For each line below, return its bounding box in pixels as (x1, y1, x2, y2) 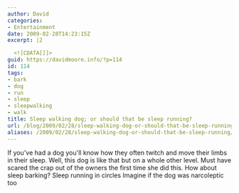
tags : (7, 69, 23, 77)
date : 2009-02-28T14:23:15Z (7, 30, 91, 38)
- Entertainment (7, 23, 55, 31)
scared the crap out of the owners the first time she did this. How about (7, 163, 217, 172)
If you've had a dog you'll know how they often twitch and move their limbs (7, 148, 228, 157)
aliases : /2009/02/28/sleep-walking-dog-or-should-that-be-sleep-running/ (7, 128, 234, 136)
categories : (7, 17, 43, 24)
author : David (7, 10, 50, 18)
